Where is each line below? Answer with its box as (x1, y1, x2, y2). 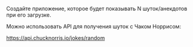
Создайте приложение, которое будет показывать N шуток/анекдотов (6, 5, 188, 12)
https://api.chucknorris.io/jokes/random (6, 35, 106, 41)
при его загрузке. (6, 11, 51, 18)
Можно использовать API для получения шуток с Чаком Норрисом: (6, 23, 182, 30)
